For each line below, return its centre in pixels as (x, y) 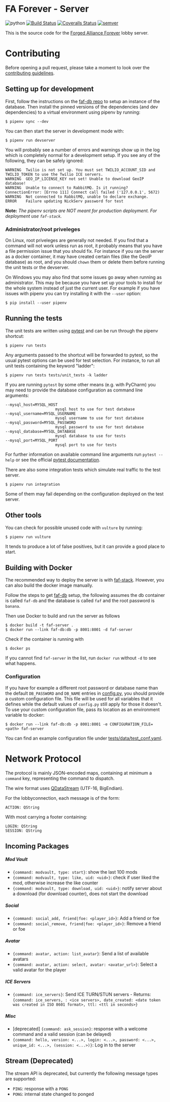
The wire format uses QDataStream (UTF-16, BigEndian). (64, 788)
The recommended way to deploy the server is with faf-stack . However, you (85, 580)
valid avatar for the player (39, 969)
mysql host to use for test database (95, 409)
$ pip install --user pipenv (36, 303)
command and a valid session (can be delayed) (62, 1034)
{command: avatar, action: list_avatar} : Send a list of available (80, 953)
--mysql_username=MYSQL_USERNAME (41, 413)
